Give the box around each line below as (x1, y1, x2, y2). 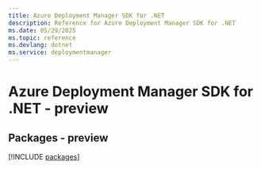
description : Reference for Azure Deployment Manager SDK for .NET (8, 19, 236, 27)
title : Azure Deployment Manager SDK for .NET (8, 11, 165, 20)
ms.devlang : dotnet (8, 41, 73, 49)
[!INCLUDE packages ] (8, 152, 80, 161)
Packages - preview (8, 131, 109, 144)
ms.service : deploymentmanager (8, 48, 112, 56)
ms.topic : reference (8, 33, 77, 42)
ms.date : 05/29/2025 (8, 26, 77, 34)
